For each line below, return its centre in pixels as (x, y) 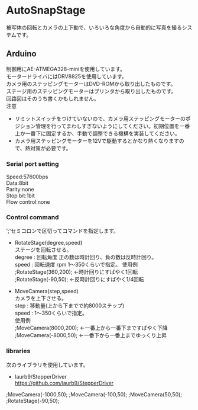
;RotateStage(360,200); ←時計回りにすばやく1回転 (76, 272)
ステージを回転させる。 (43, 250)
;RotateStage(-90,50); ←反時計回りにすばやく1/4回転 (79, 280)
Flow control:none (28, 202)
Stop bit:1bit (21, 196)
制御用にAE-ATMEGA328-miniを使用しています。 (66, 69)
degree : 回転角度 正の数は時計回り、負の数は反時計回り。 (86, 257)
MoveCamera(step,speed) (46, 292)
